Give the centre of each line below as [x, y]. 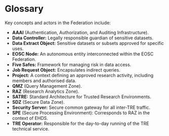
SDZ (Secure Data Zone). [38, 102]
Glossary [24, 9]
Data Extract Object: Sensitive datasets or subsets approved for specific [88, 43]
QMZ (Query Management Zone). [47, 86]
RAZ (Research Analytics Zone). [46, 91]
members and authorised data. [44, 81]
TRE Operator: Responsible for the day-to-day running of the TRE [80, 123]
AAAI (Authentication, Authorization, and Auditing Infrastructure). [80, 32]
